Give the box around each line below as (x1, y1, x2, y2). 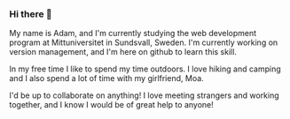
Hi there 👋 (9, 8, 53, 20)
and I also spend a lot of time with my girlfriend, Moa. (9, 73, 204, 84)
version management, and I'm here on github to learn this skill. (9, 47, 238, 57)
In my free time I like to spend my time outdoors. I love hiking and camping (9, 63, 281, 74)
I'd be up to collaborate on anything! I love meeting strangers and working (9, 90, 279, 100)
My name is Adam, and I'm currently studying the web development (9, 28, 257, 39)
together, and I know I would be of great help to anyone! (9, 100, 215, 110)
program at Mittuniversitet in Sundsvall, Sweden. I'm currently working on (9, 37, 278, 48)
